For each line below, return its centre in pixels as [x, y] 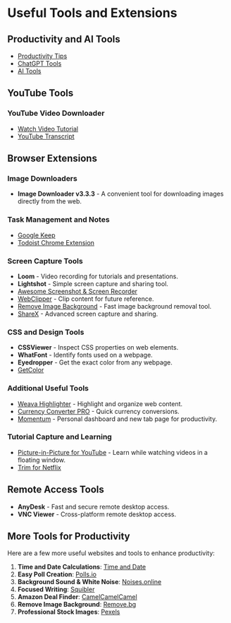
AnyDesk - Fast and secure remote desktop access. [93, 506]
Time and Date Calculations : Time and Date [82, 567]
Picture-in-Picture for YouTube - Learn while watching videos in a [112, 452]
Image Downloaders [42, 178]
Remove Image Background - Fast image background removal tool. [114, 306]
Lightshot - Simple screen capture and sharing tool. [93, 283]
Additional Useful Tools [48, 388]
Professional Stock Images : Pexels [69, 612]
